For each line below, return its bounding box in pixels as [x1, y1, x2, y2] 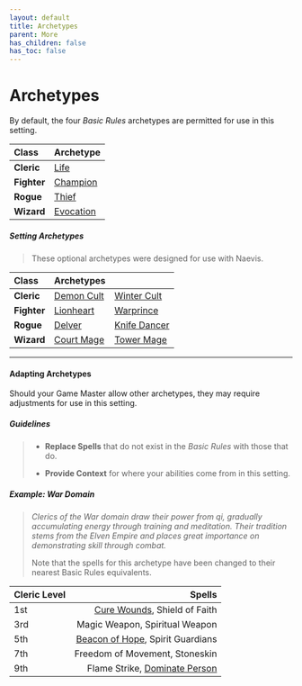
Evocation [53, 205, 96, 218]
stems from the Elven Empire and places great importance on [31, 530, 260, 541]
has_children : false [9, 38, 87, 48]
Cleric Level [13, 589, 66, 601]
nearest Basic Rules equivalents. [31, 567, 152, 578]
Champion [53, 176, 98, 189]
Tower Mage [114, 334, 168, 347]
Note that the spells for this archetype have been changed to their [31, 557, 276, 568]
